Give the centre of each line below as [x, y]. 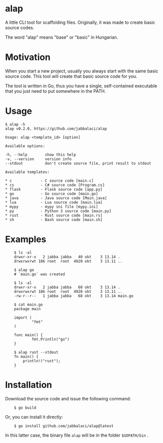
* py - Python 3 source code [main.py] [58, 211]
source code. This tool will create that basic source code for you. [71, 76]
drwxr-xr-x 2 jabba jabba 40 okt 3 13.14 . [67, 257]
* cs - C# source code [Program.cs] [55, 185]
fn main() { [26, 357]
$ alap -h [15, 124]
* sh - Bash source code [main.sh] [54, 220]
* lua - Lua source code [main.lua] [54, 202]
